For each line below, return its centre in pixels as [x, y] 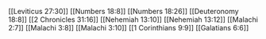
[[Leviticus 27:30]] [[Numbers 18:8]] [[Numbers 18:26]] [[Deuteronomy [124, 11]
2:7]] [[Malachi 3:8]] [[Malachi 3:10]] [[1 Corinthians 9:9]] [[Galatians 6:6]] [129, 28]
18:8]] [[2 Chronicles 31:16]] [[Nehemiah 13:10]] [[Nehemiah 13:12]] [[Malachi [133, 19]
